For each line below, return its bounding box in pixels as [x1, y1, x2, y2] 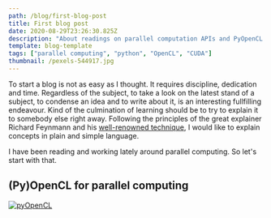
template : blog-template [8, 42, 92, 50]
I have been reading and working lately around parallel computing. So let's [8, 147, 257, 156]
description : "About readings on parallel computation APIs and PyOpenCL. [8, 34, 267, 43]
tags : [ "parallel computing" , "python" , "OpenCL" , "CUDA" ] [8, 49, 213, 58]
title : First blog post [8, 19, 89, 28]
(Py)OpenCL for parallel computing [8, 179, 189, 193]
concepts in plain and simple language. [8, 130, 140, 140]
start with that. [8, 155, 57, 165]
